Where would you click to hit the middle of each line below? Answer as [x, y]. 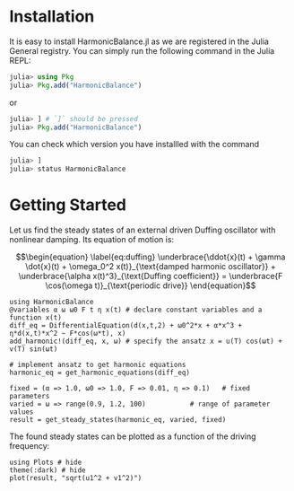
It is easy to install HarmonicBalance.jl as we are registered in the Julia [139, 41]
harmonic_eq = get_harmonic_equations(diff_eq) [100, 373]
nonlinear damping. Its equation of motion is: [92, 240]
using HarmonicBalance [52, 302]
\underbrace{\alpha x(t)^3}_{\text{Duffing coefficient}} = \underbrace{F [151, 276]
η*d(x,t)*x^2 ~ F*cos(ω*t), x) [68, 334]
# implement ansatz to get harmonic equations [98, 365]
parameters [30, 397]
